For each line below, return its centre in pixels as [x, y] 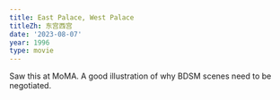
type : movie [31, 51]
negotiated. [31, 86]
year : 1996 [30, 42]
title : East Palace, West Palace [72, 17]
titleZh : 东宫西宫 [41, 26]
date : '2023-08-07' [46, 34]
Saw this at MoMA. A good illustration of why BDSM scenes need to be [140, 76]
